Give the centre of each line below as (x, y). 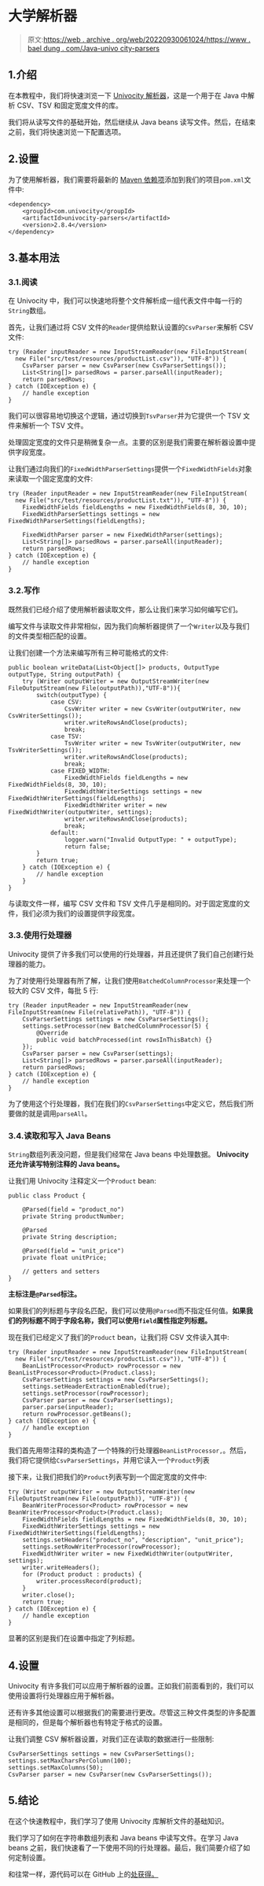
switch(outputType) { (72, 695)
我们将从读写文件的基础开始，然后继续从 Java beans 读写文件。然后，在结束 (132, 122)
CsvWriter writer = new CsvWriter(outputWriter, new (152, 709)
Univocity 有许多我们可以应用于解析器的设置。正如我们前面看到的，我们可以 (131, 1685)
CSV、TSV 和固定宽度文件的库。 (70, 105)
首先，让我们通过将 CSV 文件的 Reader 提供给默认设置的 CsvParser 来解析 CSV (131, 327)
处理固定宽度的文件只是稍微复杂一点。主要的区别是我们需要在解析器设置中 (128, 442)
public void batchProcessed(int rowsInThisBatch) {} (125, 1039)
